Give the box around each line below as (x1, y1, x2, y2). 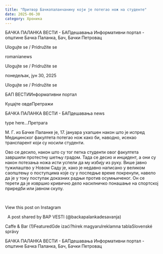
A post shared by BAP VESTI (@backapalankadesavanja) (7, 214, 122, 220)
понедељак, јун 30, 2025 (5, 73, 57, 79)
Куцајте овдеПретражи (5, 101, 54, 107)
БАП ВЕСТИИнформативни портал (5, 91, 77, 98)
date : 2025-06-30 (5, 12, 40, 17)
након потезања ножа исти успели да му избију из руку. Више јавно (5, 160, 147, 166)
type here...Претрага (5, 120, 48, 126)
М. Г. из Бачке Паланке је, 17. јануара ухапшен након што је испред (5, 129, 145, 135)
